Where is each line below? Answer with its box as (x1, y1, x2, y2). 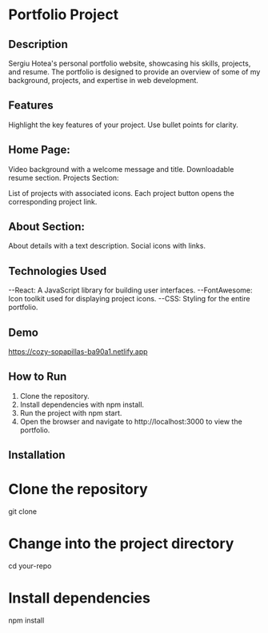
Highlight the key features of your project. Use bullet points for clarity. (8, 120, 238, 129)
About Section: (8, 220, 86, 233)
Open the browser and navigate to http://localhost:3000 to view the (19, 416, 242, 426)
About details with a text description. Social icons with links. (8, 241, 206, 251)
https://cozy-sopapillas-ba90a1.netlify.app (8, 347, 148, 356)
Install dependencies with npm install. (19, 400, 145, 409)
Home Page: (8, 143, 70, 157)
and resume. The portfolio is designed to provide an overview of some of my (8, 67, 261, 77)
